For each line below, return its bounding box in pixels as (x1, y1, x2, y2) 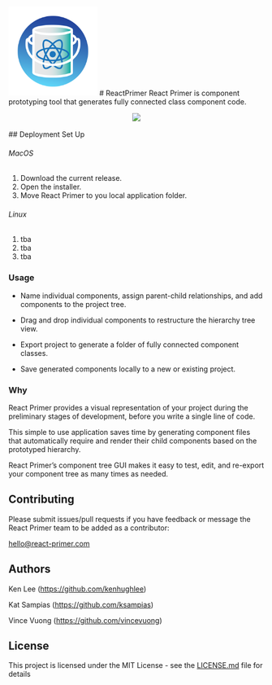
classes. (19, 348, 49, 358)
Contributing (8, 493, 75, 507)
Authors (8, 562, 51, 576)
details (8, 670, 31, 679)
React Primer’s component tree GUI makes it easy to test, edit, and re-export (8, 460, 265, 470)
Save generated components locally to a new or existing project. (19, 364, 236, 374)
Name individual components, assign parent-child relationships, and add (19, 291, 263, 301)
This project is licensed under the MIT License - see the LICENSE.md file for (8, 661, 263, 670)
